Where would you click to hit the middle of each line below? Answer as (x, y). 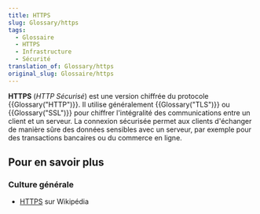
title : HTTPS (29, 15)
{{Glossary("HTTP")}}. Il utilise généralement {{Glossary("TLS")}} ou (119, 104)
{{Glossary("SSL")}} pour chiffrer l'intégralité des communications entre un (129, 112)
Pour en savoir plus (56, 163)
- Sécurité (33, 60)
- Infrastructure (44, 52)
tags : (17, 30)
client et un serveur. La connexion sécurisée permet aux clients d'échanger (130, 121)
